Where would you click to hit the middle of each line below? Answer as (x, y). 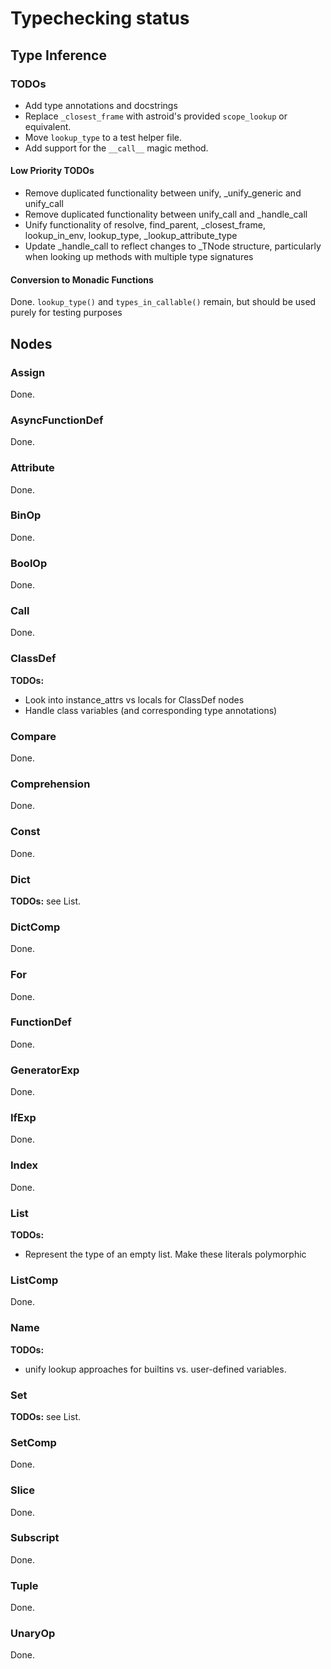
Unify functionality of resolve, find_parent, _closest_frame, (145, 225)
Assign (28, 372)
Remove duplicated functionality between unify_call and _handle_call (166, 214)
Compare (33, 736)
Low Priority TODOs (52, 171)
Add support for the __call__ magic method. (116, 148)
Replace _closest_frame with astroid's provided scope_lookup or (156, 116)
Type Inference (58, 55)
